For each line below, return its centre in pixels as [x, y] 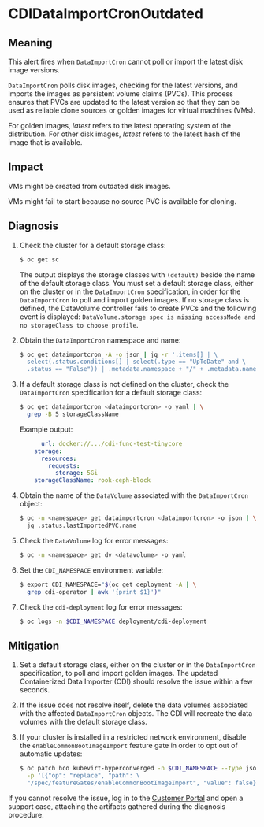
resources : [59, 458]
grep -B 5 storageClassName [73, 414]
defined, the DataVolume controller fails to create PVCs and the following [138, 308]
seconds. [35, 690]
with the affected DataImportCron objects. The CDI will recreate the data [136, 714]
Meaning [30, 43]
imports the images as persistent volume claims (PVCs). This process [121, 94]
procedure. [26, 814]
